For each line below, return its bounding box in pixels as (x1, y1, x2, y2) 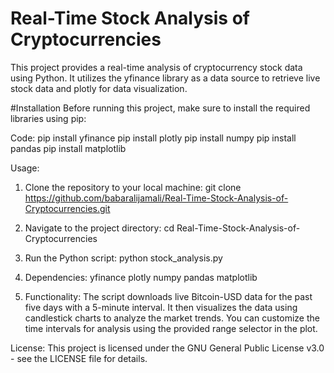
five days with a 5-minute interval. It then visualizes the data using (24, 301, 298, 313)
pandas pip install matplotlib (10, 142, 127, 154)
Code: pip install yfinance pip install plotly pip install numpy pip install (10, 132, 297, 144)
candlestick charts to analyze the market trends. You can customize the (24, 312, 320, 324)
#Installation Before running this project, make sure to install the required (10, 102, 311, 114)
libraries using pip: (10, 112, 87, 124)
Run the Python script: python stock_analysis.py (24, 252, 223, 264)
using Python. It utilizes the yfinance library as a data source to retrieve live (10, 72, 321, 84)
